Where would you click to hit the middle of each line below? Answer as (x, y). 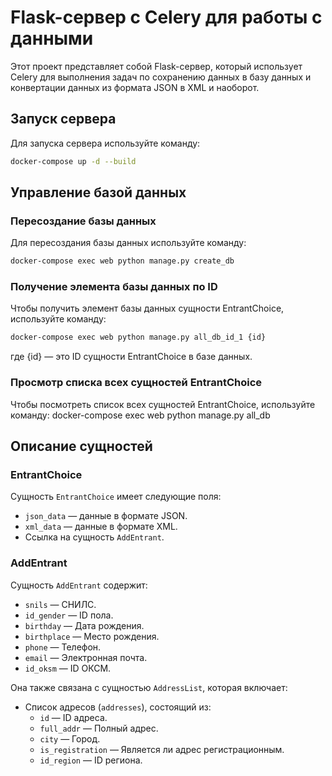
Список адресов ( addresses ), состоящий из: (118, 707)
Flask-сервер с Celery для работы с (166, 17)
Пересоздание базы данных (83, 221)
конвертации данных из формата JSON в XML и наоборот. (135, 87)
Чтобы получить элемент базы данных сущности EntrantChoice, (147, 308)
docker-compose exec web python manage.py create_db (122, 261)
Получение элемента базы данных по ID (114, 287)
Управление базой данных (98, 192)
